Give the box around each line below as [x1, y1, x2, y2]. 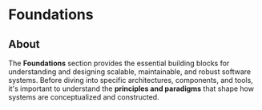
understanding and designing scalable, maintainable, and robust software [8, 67, 251, 77]
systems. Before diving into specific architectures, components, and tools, [8, 76, 254, 84]
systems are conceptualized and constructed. [8, 92, 159, 101]
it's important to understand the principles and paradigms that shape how [8, 84, 255, 93]
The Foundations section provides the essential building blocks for [8, 58, 230, 68]
